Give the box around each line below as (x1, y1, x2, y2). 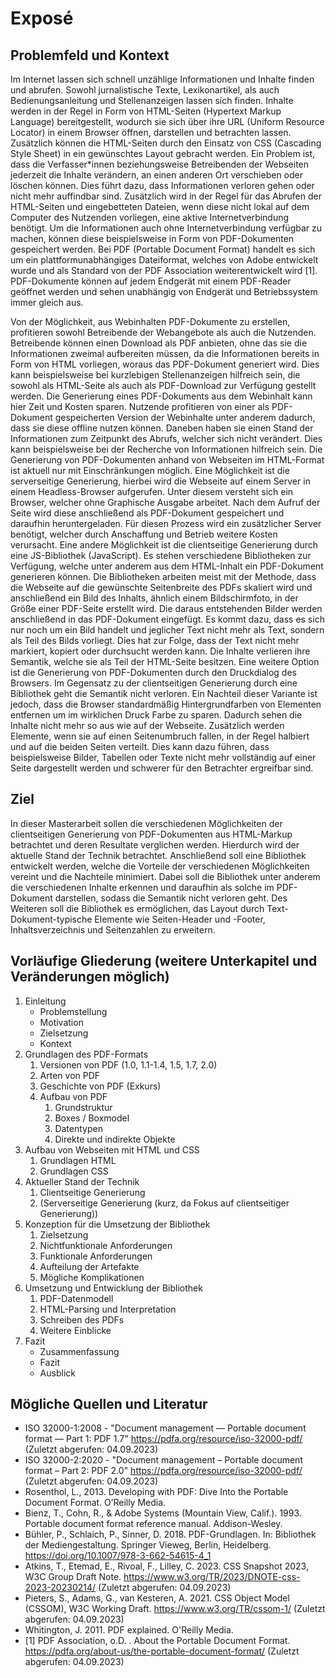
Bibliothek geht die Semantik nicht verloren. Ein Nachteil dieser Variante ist (10, 688, 318, 699)
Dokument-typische (10, 913, 93, 925)
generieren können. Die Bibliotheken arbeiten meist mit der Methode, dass (10, 571, 317, 582)
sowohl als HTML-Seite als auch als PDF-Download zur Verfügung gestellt (10, 380, 317, 391)
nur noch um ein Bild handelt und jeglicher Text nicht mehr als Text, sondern (10, 624, 325, 636)
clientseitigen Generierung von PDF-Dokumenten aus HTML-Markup (10, 828, 293, 840)
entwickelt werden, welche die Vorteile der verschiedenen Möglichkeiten (10, 860, 310, 872)
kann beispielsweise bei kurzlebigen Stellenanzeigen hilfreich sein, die (10, 369, 301, 381)
